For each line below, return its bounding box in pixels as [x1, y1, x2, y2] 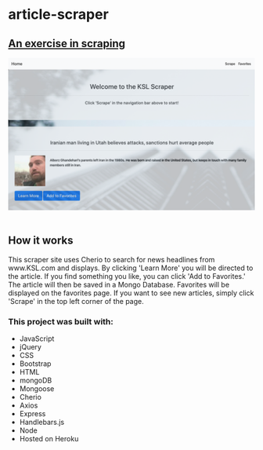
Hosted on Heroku [19, 434, 79, 444]
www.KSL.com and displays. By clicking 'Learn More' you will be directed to [8, 263, 254, 273]
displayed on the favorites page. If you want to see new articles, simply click [8, 288, 254, 298]
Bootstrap [19, 359, 52, 368]
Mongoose [19, 384, 55, 393]
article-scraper [8, 5, 110, 24]
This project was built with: [8, 316, 113, 327]
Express [19, 409, 46, 419]
